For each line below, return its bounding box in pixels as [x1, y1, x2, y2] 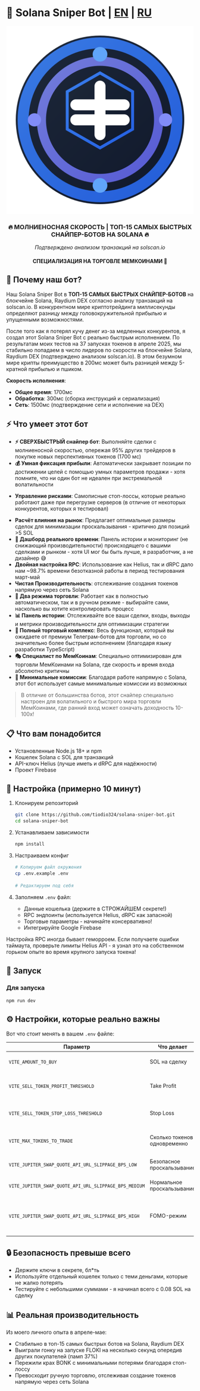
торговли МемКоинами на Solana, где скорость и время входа [14, 661, 174, 668]
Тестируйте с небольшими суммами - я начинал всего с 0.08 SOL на [14, 1286, 191, 1293]
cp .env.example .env [14, 870, 68, 877]
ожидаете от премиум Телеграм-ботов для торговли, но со [14, 633, 167, 640]
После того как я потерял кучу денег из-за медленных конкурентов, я [6, 328, 186, 335]
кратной [6, 365, 27, 372]
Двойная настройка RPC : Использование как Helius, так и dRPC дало [14, 561, 193, 568]
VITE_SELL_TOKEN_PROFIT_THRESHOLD [8, 1084, 95, 1090]
